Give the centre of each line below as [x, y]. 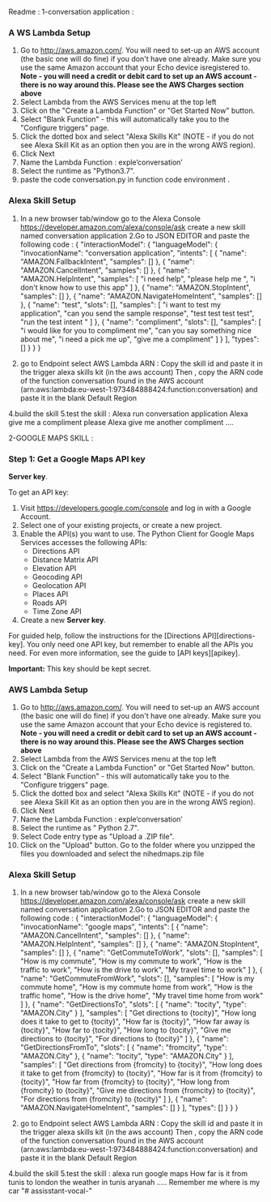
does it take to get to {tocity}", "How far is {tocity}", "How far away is [135, 1022]
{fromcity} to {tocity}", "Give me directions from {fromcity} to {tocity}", [138, 1091]
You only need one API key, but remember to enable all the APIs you [140, 644]
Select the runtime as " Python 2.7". [79, 828]
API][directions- [229, 635]
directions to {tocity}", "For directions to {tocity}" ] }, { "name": [124, 1039]
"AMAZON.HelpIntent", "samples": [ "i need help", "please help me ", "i [138, 278]
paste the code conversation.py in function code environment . [125, 180]
